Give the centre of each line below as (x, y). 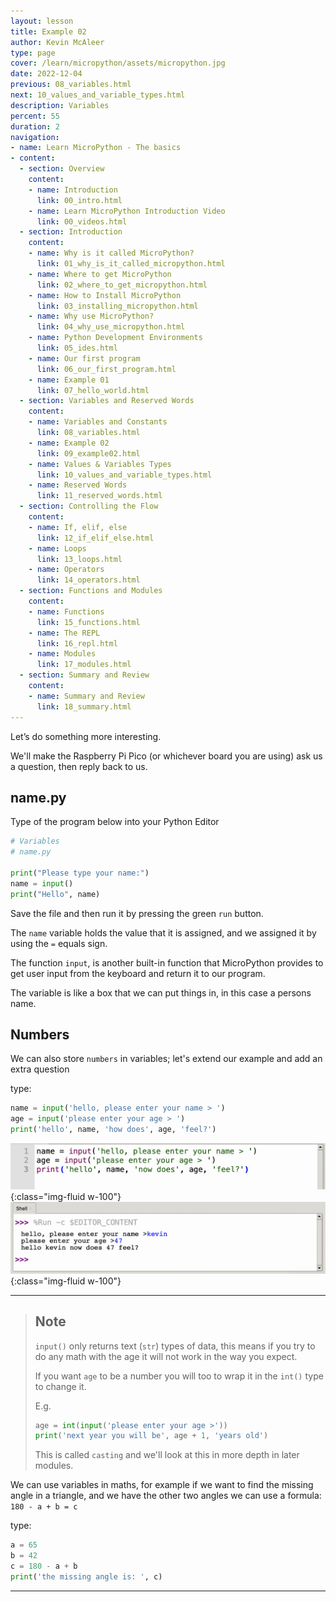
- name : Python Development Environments (115, 338)
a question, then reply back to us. (79, 766)
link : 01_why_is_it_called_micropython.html (131, 264)
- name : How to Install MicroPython (105, 295)
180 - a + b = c (44, 1507)
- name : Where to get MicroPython (100, 274)
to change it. (60, 1386)
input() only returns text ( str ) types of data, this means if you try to (175, 1346)
